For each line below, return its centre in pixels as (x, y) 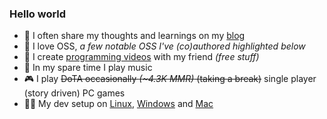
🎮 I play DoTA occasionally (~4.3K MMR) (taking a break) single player (170, 79)
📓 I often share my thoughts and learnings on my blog (134, 36)
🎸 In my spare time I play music (88, 68)
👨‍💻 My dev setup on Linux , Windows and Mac (118, 104)
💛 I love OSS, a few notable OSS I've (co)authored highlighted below (164, 46)
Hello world (38, 14)
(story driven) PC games (74, 93)
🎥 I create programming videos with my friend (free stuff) (141, 57)
